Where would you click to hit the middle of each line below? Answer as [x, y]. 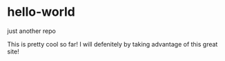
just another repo [32, 31]
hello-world [41, 12]
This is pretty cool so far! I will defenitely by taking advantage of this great [112, 44]
